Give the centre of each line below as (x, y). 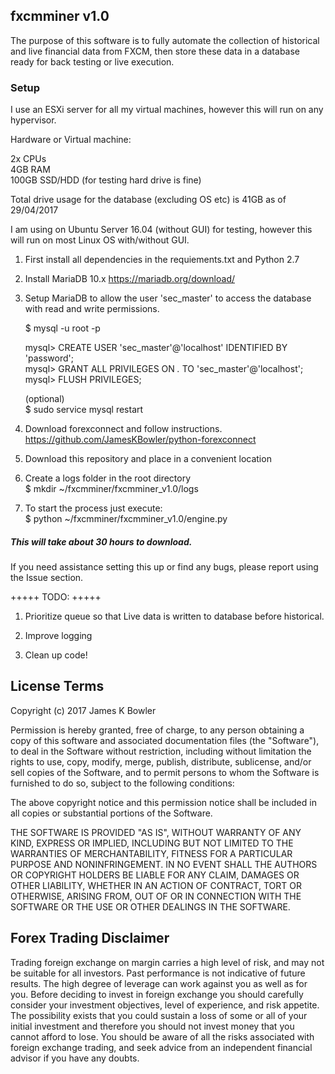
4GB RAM (30, 170)
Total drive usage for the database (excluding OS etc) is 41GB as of (148, 200)
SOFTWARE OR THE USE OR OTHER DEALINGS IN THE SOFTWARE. (150, 906)
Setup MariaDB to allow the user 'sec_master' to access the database (168, 298)
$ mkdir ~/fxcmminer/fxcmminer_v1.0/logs (111, 489)
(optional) (44, 399)
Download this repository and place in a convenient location (148, 459)
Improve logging (58, 636)
